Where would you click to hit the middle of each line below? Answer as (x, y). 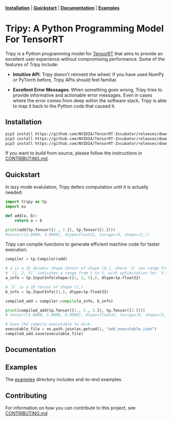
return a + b (28, 220)
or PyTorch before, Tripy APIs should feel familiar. (65, 80)
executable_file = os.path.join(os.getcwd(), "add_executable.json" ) (81, 329)
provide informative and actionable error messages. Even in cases (82, 95)
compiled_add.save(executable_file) (44, 334)
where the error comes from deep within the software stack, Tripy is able (90, 100)
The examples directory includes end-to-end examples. (64, 380)
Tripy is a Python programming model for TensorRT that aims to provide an (84, 53)
